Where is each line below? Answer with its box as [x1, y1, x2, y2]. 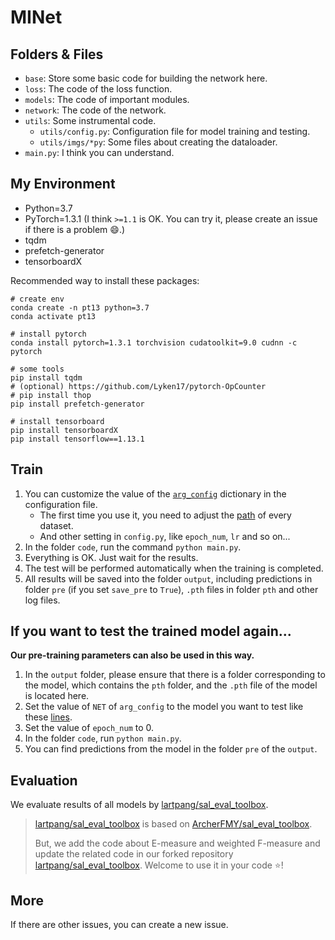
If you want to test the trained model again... [10, 623, 292, 640]
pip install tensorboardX [10, 425, 118, 435]
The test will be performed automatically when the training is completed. [24, 562, 324, 574]
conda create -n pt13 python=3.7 [10, 302, 150, 313]
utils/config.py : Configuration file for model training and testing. [39, 126, 311, 137]
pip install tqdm [10, 372, 83, 383]
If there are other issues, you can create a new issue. [10, 919, 229, 931]
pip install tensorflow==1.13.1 [10, 434, 145, 444]
